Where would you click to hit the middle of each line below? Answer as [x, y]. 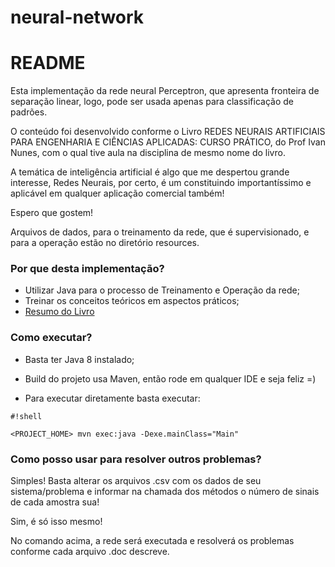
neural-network [77, 17]
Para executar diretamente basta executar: [112, 398]
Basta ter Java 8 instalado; [79, 359]
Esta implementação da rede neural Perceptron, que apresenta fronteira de [165, 91]
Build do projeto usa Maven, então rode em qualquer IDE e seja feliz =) [170, 378]
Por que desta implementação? [87, 269]
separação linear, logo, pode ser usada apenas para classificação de [152, 102]
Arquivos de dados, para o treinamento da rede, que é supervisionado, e [160, 232]
